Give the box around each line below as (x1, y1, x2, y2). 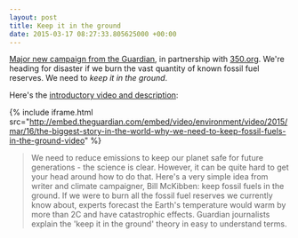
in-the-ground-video (9, 135, 85, 147)
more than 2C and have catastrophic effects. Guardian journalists (30, 210, 270, 220)
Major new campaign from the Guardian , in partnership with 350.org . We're (9, 54, 285, 65)
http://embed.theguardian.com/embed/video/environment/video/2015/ (29, 116, 288, 127)
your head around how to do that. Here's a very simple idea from (30, 171, 269, 182)
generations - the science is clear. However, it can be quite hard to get (30, 162, 289, 173)
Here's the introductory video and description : (9, 90, 179, 100)
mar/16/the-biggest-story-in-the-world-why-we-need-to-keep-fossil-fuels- (9, 126, 286, 137)
